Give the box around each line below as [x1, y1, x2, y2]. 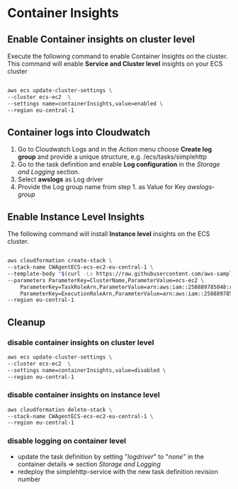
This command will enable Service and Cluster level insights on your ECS [7, 60, 223, 68]
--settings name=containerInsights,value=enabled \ [7, 100, 163, 107]
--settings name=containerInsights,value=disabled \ [7, 366, 166, 373]
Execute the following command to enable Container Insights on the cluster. [7, 52, 228, 60]
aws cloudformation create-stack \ [7, 257, 113, 264]
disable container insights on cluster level [7, 337, 154, 347]
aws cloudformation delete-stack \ [7, 406, 113, 413]
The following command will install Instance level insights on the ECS [7, 230, 210, 238]
